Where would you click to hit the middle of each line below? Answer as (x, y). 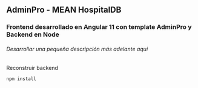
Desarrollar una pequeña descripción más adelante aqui (77, 49)
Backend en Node (33, 34)
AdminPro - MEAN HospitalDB (64, 10)
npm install (21, 79)
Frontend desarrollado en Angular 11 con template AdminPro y (99, 27)
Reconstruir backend (32, 68)
